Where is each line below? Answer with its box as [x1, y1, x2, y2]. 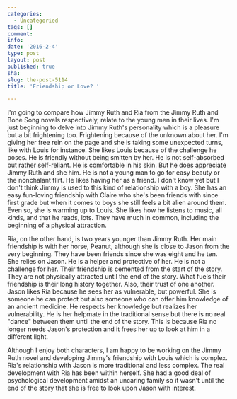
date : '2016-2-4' [7, 43, 59, 50]
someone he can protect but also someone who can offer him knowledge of [7, 295, 229, 303]
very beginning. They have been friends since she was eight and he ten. [7, 250, 218, 258]
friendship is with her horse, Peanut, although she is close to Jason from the [7, 242, 230, 251]
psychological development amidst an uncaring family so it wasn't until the [7, 376, 225, 385]
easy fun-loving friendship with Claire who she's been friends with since [7, 191, 219, 199]
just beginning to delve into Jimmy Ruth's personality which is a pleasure [7, 123, 220, 132]
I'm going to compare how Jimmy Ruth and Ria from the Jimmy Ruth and [7, 108, 219, 117]
